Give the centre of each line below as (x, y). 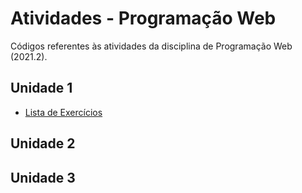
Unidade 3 (43, 177)
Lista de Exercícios (63, 112)
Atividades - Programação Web (143, 18)
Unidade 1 (41, 88)
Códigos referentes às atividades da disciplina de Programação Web (151, 46)
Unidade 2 (43, 143)
